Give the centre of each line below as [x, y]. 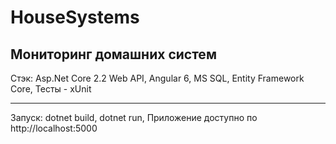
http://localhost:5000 [54, 128]
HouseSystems [75, 17]
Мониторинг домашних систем [113, 54]
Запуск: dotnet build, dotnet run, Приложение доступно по [134, 117]
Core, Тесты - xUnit [51, 89]
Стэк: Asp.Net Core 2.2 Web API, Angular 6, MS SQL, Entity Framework [157, 78]
